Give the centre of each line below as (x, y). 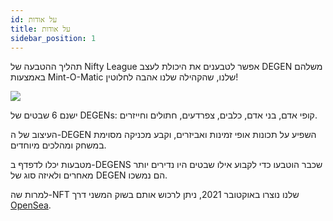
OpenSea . (31, 205)
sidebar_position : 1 (53, 38)
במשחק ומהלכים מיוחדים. (58, 145)
